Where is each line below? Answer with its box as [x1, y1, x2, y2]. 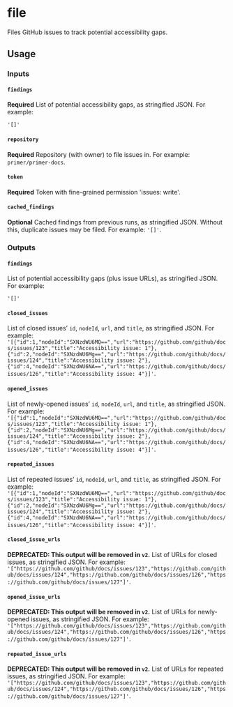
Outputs [7, 243, 36, 252]
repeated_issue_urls [7, 651, 68, 657]
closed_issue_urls [7, 536, 61, 543]
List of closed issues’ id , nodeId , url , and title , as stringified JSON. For [7, 324, 215, 333]
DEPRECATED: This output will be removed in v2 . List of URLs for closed [7, 551, 218, 558]
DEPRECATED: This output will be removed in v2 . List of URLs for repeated [7, 664, 225, 674]
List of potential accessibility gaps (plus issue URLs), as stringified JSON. [7, 274, 218, 283]
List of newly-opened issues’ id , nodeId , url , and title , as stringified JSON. [7, 400, 226, 408]
